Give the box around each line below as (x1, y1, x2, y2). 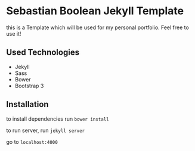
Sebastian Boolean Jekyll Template (6, 4, 184, 18)
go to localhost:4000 (6, 138, 58, 145)
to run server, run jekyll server (6, 127, 85, 134)
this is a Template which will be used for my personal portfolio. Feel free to (6, 24, 189, 31)
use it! (6, 30, 21, 37)
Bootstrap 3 (14, 82, 44, 89)
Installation (6, 99, 49, 109)
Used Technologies (6, 48, 79, 58)
